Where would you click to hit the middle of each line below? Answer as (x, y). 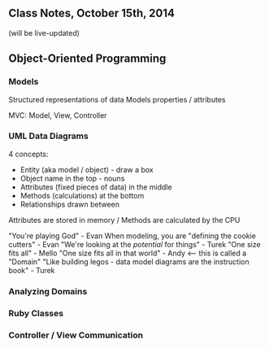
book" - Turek (32, 270)
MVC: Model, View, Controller (58, 115)
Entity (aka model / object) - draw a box (87, 169)
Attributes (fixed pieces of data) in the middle (96, 187)
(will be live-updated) (44, 33)
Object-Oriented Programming (87, 59)
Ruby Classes (36, 313)
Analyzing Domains (48, 291)
